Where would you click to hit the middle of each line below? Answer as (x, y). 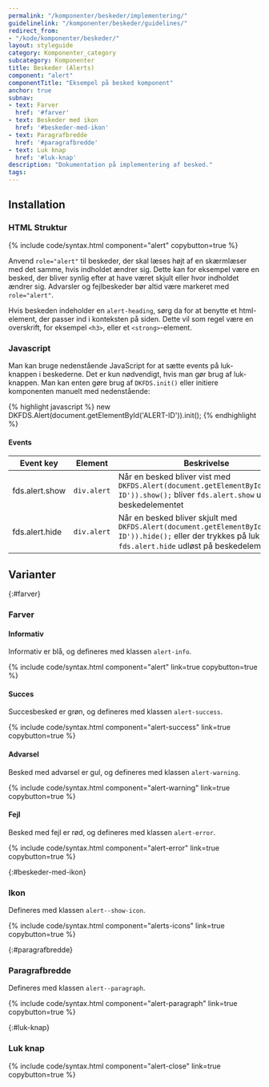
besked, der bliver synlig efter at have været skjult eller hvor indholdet (124, 278)
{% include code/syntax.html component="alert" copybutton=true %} (123, 245)
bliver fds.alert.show (214, 495)
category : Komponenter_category (62, 53)
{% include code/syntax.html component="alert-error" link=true (114, 848)
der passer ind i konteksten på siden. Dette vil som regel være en (146, 318)
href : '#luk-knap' (46, 157)
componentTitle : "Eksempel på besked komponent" (91, 83)
